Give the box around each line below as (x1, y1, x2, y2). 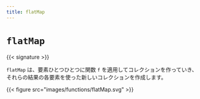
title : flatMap (6, 9, 45, 15)
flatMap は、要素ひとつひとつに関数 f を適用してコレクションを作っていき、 (6, 65, 198, 73)
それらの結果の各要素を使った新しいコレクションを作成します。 (6, 73, 167, 81)
